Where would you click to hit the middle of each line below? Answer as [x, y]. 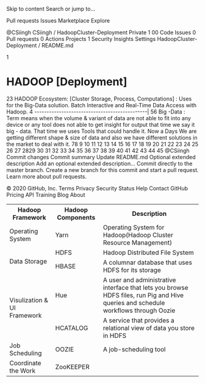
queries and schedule [134, 302]
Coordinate [25, 363]
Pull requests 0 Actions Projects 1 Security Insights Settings [81, 39]
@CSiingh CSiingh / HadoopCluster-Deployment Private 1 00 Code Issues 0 [101, 32]
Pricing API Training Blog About [46, 195]
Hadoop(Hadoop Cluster [138, 235]
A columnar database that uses [147, 262]
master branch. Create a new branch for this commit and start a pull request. [103, 170]
